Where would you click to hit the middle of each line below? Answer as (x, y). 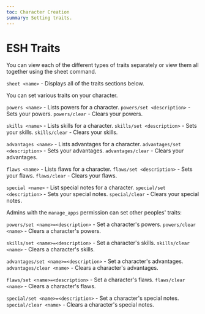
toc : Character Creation (38, 12)
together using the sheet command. (51, 72)
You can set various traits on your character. (62, 95)
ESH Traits (33, 48)
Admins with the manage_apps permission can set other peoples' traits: (94, 213)
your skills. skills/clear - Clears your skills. (62, 132)
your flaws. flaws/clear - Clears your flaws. (62, 176)
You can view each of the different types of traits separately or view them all (102, 65)
